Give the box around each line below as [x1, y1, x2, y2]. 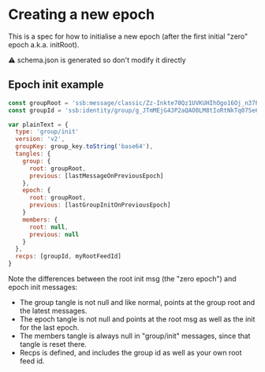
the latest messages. [19, 306, 88, 315]
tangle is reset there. [19, 340, 87, 348]
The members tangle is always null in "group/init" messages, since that [19, 331, 251, 340]
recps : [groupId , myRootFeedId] [15, 252, 122, 261]
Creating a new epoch [8, 6, 155, 24]
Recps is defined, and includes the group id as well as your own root [19, 348, 242, 357]
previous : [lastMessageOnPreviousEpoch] [28, 172, 164, 180]
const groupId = [8, 106, 62, 114]
